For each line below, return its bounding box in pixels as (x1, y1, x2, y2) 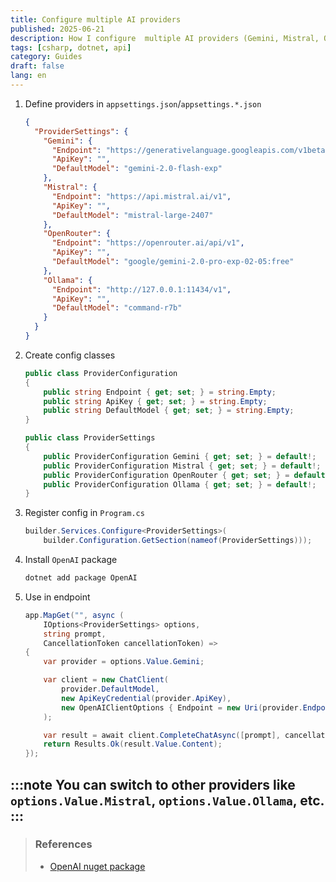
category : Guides (10, 52, 83, 62)
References (34, 837, 93, 851)
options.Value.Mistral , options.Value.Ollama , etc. (10, 792, 325, 809)
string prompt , (43, 629, 107, 639)
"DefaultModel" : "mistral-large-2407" (51, 210, 214, 220)
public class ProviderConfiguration (24, 368, 178, 378)
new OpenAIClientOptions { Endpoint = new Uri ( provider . (61, 702, 303, 713)
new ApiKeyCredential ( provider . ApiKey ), (61, 693, 232, 703)
